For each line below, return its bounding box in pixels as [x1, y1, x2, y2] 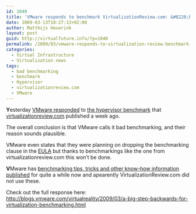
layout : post [6, 30, 38, 36]
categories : [6, 47, 35, 53]
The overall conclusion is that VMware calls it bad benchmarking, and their [6, 123, 185, 130]
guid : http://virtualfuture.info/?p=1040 [6, 36, 108, 42]
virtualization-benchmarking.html [6, 201, 86, 208]
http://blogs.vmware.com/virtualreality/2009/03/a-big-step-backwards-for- [6, 195, 188, 202]
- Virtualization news [11, 57, 66, 63]
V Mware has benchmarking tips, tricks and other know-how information [6, 165, 180, 172]
